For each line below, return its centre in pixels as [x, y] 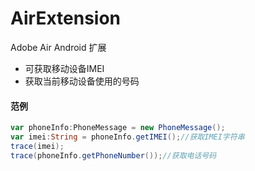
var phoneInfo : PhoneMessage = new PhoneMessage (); [118, 128]
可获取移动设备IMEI [64, 68]
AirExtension [66, 18]
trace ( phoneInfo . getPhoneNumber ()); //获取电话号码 [113, 155]
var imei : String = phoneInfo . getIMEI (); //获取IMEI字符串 [127, 137]
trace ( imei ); [37, 146]
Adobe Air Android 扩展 [58, 47]
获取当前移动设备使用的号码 [82, 81]
